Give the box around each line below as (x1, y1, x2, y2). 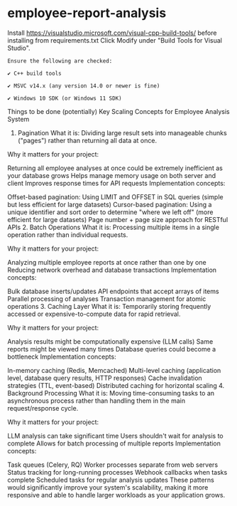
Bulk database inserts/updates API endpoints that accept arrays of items (7, 287, 219, 295)
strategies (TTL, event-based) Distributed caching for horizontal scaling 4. (7, 381, 225, 389)
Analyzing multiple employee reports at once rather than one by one (7, 258, 207, 266)
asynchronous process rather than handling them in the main (7, 396, 186, 405)
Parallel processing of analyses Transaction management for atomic (7, 294, 206, 303)
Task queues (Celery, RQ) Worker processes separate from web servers (7, 460, 219, 469)
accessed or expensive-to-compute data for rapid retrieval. (7, 310, 181, 318)
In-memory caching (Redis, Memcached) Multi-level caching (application (7, 366, 221, 374)
